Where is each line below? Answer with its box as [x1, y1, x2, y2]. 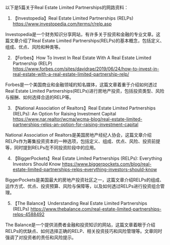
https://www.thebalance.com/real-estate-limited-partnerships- [30, 206, 162, 212]
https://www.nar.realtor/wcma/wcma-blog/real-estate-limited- [12, 116, 143, 122]
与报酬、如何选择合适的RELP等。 [5, 94, 74, 100]
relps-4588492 [12, 212, 45, 217]
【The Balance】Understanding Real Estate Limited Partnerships [12, 200, 148, 206]
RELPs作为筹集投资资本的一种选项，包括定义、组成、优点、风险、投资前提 [5, 138, 160, 144]
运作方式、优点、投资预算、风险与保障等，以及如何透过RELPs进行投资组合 [5, 183, 160, 189]
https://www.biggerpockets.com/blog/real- [62, 161, 152, 167]
